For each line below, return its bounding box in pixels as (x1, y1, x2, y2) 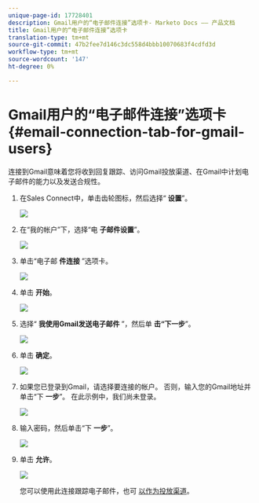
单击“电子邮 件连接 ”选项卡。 (19, 256, 113, 266)
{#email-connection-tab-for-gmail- (8, 123, 245, 141)
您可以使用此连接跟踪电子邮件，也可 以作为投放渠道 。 (19, 486, 194, 495)
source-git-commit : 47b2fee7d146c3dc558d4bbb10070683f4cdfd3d (8, 41, 216, 49)
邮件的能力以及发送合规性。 (14, 176, 104, 185)
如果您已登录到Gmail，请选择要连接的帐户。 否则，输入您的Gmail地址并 (19, 382, 251, 391)
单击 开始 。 (19, 288, 57, 297)
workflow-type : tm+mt (8, 48, 79, 56)
